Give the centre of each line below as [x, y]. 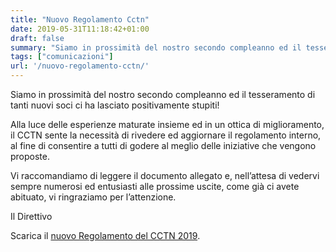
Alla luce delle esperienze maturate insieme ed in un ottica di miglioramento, [167, 124]
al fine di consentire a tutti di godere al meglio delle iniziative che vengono [163, 145]
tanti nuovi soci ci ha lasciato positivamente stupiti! [115, 105]
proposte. [30, 156]
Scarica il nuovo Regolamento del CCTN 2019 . [105, 235]
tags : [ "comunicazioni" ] [62, 57]
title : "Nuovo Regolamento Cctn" [80, 19]
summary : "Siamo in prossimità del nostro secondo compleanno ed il [156, 47]
